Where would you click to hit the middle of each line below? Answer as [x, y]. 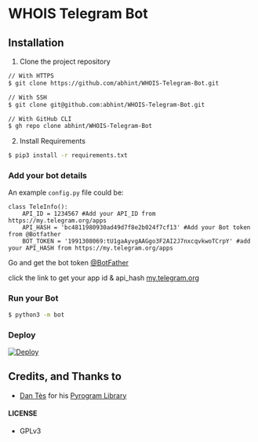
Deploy [22, 334]
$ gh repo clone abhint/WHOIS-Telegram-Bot [80, 126]
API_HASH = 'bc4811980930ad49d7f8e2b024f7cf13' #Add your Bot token [136, 228]
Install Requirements [53, 141]
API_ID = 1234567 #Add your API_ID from [89, 214]
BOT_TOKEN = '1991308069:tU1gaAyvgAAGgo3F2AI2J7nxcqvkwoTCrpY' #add [136, 241]
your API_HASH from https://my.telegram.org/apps [91, 248]
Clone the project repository [65, 61]
